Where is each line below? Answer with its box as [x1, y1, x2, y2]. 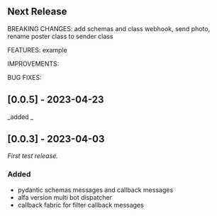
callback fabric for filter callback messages [17, 200, 144, 209]
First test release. [7, 152, 58, 160]
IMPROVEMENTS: [7, 59, 60, 68]
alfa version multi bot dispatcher [17, 193, 112, 201]
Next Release [7, 6, 67, 18]
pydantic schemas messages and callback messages [17, 186, 174, 194]
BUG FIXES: [7, 73, 42, 81]
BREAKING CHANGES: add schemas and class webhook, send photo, [7, 24, 211, 33]
